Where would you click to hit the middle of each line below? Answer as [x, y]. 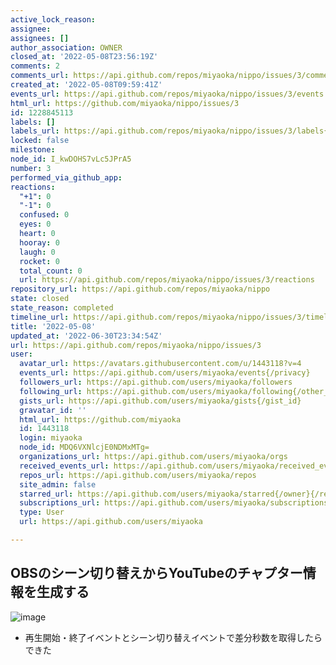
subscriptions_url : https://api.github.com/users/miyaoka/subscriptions [174, 503]
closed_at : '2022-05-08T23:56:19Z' [84, 57]
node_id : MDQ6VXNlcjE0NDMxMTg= [84, 447]
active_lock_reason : [53, 19]
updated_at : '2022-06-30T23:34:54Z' [86, 336]
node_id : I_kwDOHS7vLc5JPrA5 [71, 159]
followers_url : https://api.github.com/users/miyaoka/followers [156, 382]
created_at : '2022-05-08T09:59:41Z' [86, 85]
